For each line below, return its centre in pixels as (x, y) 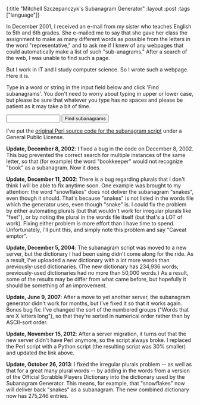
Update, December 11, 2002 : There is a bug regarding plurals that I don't (96, 179)
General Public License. (35, 137)
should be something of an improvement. (57, 285)
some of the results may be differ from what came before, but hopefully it (96, 279)
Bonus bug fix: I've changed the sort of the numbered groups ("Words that (98, 310)
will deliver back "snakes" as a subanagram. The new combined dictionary (98, 390)
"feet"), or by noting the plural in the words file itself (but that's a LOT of (94, 217)
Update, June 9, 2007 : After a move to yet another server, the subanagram (98, 297)
